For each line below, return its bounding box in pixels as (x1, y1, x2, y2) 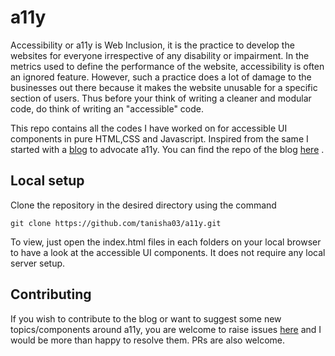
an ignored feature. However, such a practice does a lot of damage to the (10, 71, 312, 83)
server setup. (10, 257, 66, 269)
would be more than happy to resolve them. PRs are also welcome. (10, 334, 286, 346)
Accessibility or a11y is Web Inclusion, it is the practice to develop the (10, 39, 295, 51)
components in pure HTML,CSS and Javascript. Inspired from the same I (10, 132, 309, 145)
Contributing (10, 286, 92, 303)
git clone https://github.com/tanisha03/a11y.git (10, 218, 222, 228)
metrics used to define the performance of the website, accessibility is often (10, 60, 325, 72)
